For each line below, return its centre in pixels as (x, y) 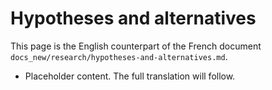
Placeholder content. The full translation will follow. (130, 76)
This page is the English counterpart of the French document (136, 46)
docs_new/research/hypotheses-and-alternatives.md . (119, 56)
